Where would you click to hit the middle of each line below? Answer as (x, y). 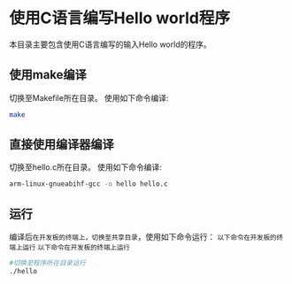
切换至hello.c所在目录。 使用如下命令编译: (85, 167)
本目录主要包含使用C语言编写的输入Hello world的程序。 (110, 44)
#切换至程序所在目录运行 (47, 263)
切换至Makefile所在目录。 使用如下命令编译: (89, 97)
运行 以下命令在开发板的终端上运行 (76, 248)
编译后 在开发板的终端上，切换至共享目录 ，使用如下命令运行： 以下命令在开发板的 (143, 237)
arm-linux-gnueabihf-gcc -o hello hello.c (88, 184)
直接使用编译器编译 (61, 145)
